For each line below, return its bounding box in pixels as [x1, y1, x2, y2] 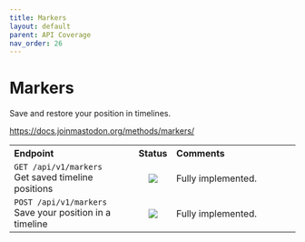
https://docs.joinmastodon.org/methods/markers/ [9, 126, 195, 136]
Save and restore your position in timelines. [9, 108, 171, 119]
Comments [176, 147, 225, 160]
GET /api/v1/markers [14, 162, 103, 173]
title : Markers [9, 13, 67, 23]
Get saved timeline [14, 171, 93, 184]
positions [14, 183, 54, 196]
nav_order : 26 [9, 38, 64, 48]
